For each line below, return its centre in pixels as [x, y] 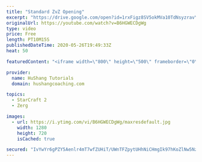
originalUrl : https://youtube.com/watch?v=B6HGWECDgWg [76, 23]
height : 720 [32, 133]
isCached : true [36, 139]
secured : [17, 150]
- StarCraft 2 [29, 100]
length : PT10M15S [28, 40]
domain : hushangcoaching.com [48, 84]
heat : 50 [17, 51]
